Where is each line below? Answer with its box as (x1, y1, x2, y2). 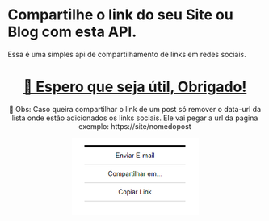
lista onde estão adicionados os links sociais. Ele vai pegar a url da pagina (11, 113, 258, 123)
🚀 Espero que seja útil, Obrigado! (23, 78, 247, 96)
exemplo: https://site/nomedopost (78, 121, 191, 131)
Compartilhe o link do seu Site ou (7, 6, 233, 24)
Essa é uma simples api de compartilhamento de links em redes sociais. (7, 49, 247, 59)
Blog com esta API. (7, 23, 137, 41)
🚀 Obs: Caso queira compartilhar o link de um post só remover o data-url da (8, 104, 262, 114)
